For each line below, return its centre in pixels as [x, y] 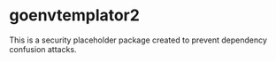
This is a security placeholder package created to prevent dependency [138, 40]
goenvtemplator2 [74, 15]
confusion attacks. [43, 49]
